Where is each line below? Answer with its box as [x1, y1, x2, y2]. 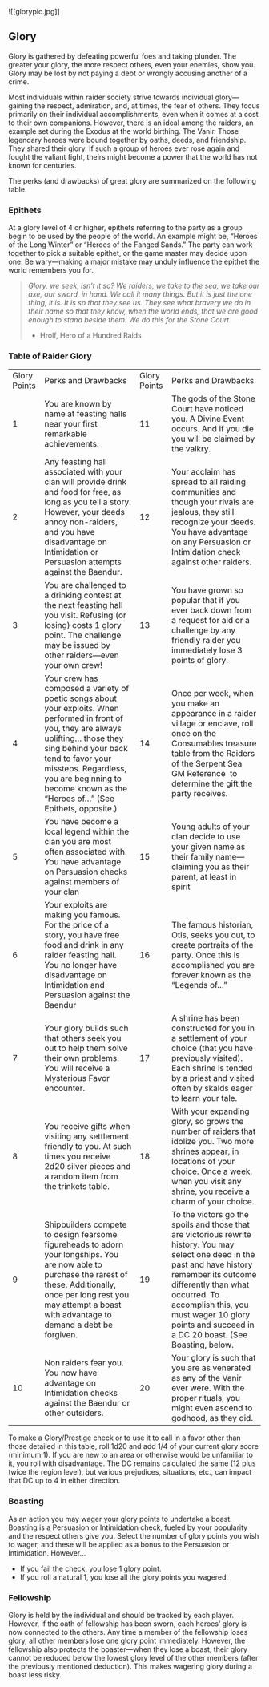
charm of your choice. [171, 1196, 255, 1208]
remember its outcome [171, 1269, 257, 1280]
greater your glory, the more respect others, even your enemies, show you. [8, 59, 256, 69]
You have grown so [171, 585, 244, 596]
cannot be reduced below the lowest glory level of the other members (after [8, 1653, 259, 1662]
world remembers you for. [8, 265, 94, 275]
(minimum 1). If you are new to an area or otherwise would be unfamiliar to [8, 1450, 254, 1460]
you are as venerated [171, 1362, 251, 1373]
